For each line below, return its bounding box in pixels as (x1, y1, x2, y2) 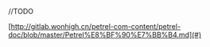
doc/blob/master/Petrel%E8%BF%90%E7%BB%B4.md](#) (8, 31, 202, 39)
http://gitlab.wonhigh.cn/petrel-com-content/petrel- (10, 22, 181, 31)
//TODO (8, 7, 34, 16)
